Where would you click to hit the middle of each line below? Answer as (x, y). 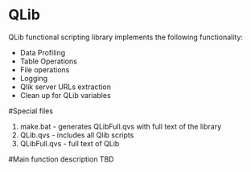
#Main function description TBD (61, 159)
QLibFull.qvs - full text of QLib (70, 143)
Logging (34, 78)
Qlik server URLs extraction (65, 87)
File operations (45, 69)
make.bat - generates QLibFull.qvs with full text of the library (121, 126)
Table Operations (49, 61)
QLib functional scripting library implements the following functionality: (126, 37)
